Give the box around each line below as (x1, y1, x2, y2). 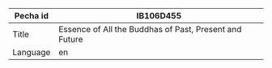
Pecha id (14, 10, 49, 21)
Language (12, 47, 51, 58)
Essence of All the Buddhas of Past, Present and (57, 24, 242, 34)
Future (57, 34, 83, 45)
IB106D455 (136, 10, 182, 21)
